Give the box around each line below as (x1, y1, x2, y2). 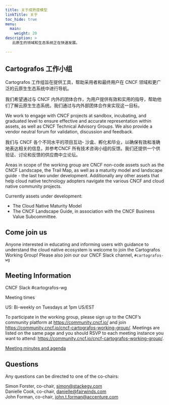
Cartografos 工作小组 (5, 65, 73, 73)
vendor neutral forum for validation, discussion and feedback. (5, 128, 134, 134)
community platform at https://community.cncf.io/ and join (5, 319, 126, 326)
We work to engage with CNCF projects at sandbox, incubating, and (5, 112, 147, 119)
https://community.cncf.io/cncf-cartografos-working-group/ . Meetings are (5, 325, 160, 331)
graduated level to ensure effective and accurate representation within (5, 118, 152, 124)
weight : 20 (14, 31, 37, 36)
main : (10, 26, 22, 31)
